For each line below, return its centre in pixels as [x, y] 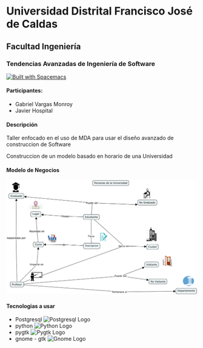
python [24, 326]
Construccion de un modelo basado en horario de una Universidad [89, 156]
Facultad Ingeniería [44, 46]
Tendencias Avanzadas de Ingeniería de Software [81, 64]
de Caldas [32, 24]
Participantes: [25, 91]
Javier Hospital [34, 111]
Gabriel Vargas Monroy [44, 104]
